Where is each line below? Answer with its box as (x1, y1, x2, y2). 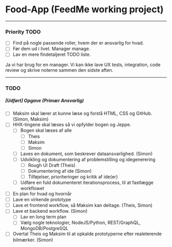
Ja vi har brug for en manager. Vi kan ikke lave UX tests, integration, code (5, 61, 161, 68)
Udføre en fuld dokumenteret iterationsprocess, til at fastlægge (20, 179, 154, 186)
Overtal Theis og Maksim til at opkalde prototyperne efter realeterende (12, 231, 162, 237)
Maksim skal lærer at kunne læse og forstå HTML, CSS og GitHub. (12, 110, 153, 116)
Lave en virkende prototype (12, 196, 71, 203)
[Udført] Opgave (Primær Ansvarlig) (5, 97, 84, 104)
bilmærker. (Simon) (12, 237, 54, 243)
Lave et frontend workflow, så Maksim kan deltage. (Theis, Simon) (12, 202, 153, 209)
